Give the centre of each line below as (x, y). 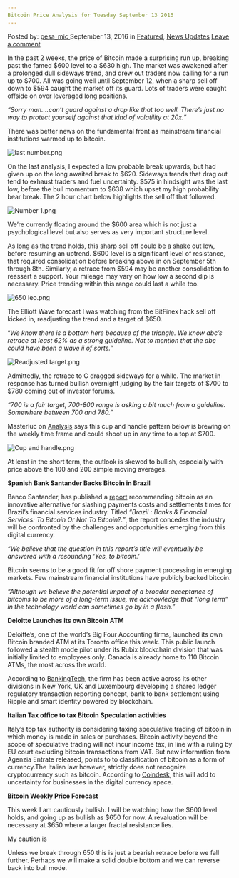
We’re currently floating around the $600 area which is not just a (102, 224)
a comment (24, 44)
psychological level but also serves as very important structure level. (108, 231)
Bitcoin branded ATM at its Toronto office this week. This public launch (111, 642)
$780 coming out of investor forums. (61, 391)
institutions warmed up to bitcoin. (56, 139)
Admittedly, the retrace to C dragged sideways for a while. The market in (114, 376)
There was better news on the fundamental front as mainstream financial (114, 131)
